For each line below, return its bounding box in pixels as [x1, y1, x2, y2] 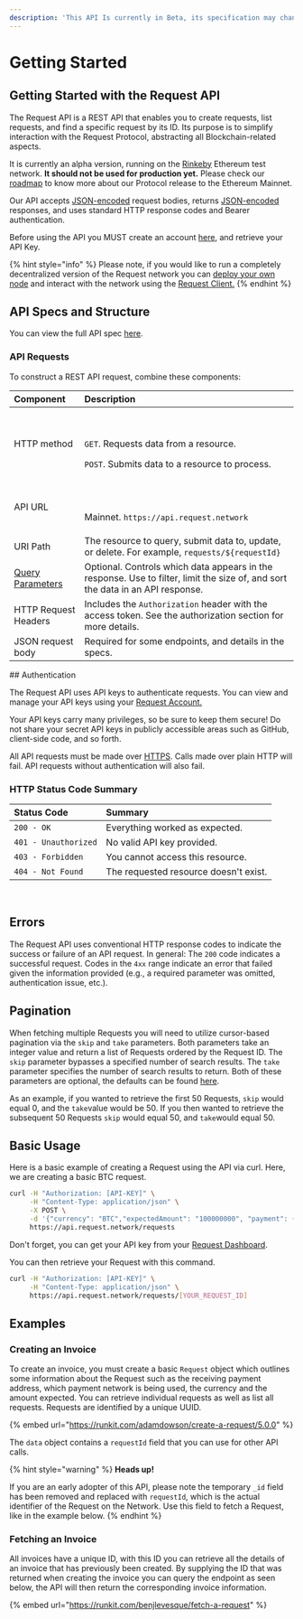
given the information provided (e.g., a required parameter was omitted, [9, 968, 276, 978]
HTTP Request [14, 603, 76, 615]
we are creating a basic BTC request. [9, 1172, 147, 1183]
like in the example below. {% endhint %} [9, 1511, 162, 1521]
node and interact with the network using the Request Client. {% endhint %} [9, 277, 291, 289]
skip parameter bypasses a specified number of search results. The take [9, 1056, 280, 1067]
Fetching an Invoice [9, 1533, 97, 1546]
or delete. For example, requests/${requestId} [84, 546, 281, 558]
